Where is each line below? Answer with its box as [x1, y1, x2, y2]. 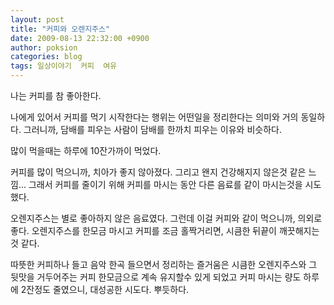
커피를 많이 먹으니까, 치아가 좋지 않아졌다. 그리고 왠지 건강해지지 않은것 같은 [10, 166, 307, 178]
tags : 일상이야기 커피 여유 [10, 61, 118, 71]
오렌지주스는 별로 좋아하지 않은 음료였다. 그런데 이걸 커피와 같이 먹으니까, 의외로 [10, 212, 323, 224]
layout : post [10, 14, 65, 25]
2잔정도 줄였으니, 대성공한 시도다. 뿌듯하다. [20, 284, 190, 295]
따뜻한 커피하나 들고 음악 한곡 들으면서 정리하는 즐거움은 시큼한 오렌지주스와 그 [10, 259, 318, 270]
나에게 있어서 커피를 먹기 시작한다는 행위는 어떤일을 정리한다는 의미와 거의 [10, 111, 299, 123]
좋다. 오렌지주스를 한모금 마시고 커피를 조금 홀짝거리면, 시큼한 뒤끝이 [10, 225, 277, 236]
